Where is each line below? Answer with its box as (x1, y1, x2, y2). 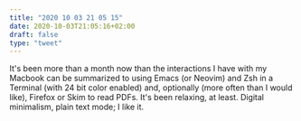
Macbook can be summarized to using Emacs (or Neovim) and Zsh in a (9, 73, 274, 84)
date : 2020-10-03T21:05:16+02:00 (9, 22, 136, 31)
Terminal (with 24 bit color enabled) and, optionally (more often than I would (9, 82, 293, 93)
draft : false (9, 30, 59, 39)
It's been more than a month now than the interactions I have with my (9, 63, 268, 74)
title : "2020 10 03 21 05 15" (9, 13, 124, 23)
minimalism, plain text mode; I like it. (9, 101, 145, 113)
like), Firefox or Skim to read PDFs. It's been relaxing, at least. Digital (9, 92, 265, 103)
